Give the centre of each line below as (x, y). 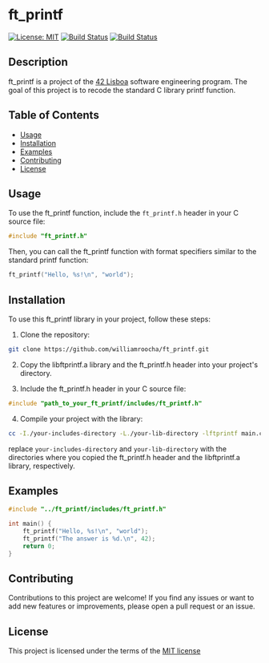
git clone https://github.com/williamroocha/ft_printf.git (109, 349)
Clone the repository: (55, 334)
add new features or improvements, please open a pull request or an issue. (132, 606)
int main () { (30, 524)
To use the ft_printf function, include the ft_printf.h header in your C (123, 213)
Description (38, 62)
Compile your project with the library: (81, 418)
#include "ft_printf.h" (48, 236)
